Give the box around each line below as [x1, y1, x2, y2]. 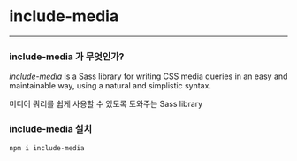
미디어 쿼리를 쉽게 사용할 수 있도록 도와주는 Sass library [9, 99, 203, 110]
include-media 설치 [9, 123, 93, 135]
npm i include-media [9, 143, 86, 152]
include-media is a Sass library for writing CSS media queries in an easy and [9, 71, 288, 81]
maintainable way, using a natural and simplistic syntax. [9, 80, 212, 91]
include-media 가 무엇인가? [9, 50, 125, 63]
